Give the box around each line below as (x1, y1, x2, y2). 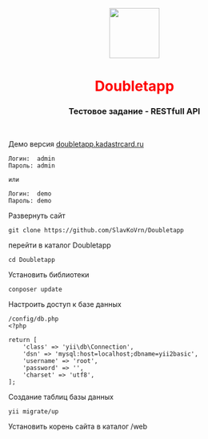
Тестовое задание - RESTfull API (68, 106, 201, 117)
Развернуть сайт (8, 211, 66, 220)
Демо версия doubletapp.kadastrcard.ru (8, 139, 144, 149)
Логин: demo (8, 190, 52, 198)
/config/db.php (8, 315, 59, 324)
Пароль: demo (8, 197, 52, 205)
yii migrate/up (8, 408, 59, 416)
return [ (8, 336, 38, 344)
